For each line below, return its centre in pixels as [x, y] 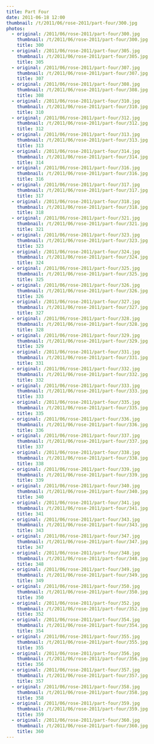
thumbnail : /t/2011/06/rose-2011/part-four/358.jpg [82, 692]
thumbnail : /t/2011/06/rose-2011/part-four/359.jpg [82, 709]
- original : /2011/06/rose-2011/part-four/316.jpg [76, 168]
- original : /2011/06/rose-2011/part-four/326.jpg [76, 285]
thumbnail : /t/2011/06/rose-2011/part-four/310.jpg [82, 106]
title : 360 [30, 731]
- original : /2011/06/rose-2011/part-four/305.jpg [76, 51]
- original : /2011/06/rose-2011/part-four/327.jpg [76, 302]
